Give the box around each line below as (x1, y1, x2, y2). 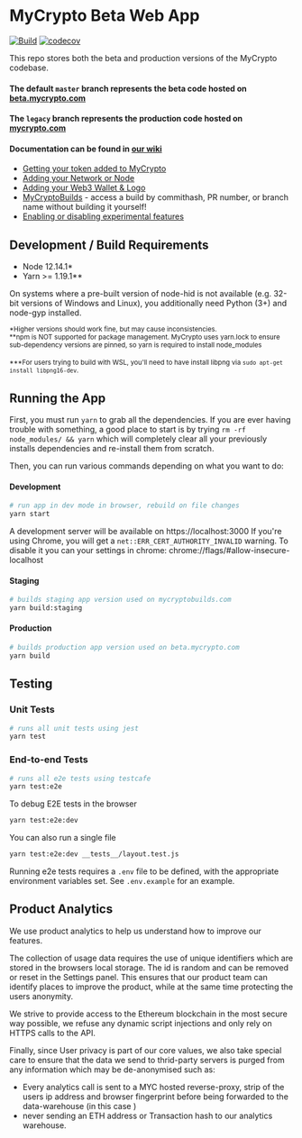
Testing (9, 677, 53, 692)
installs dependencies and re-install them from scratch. (9, 442, 215, 453)
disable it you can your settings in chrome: (9, 544, 168, 555)
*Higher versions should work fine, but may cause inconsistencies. (9, 325, 217, 334)
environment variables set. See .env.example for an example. (9, 876, 235, 887)
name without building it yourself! (22, 202, 147, 213)
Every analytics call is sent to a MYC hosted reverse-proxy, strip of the (22, 1081, 285, 1092)
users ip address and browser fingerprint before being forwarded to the (22, 1091, 288, 1102)
